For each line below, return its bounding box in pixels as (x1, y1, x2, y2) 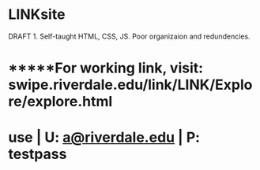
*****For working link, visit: (8, 59, 204, 77)
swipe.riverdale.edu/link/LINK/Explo (8, 76, 253, 94)
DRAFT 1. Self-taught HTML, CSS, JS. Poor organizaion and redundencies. (8, 31, 251, 41)
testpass (8, 146, 67, 163)
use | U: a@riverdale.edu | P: (8, 128, 200, 146)
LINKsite (8, 6, 66, 24)
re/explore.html (8, 93, 113, 111)
